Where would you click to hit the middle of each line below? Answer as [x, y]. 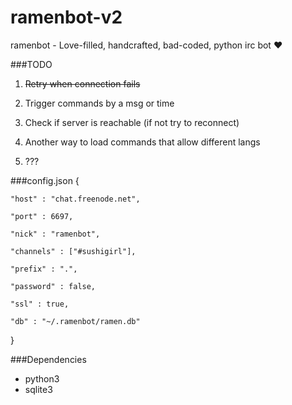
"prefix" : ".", [44, 269]
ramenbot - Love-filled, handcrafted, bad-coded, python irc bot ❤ [146, 45]
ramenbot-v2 [66, 17]
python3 [42, 378]
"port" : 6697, [42, 216]
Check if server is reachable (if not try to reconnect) [132, 122]
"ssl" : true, [40, 304]
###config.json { [45, 180]
